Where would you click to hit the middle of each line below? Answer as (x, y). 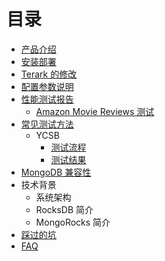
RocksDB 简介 (64, 209)
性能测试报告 (47, 99)
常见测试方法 (47, 124)
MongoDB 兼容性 (56, 172)
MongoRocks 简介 (73, 222)
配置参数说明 (47, 86)
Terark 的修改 (49, 74)
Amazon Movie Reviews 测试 (95, 111)
